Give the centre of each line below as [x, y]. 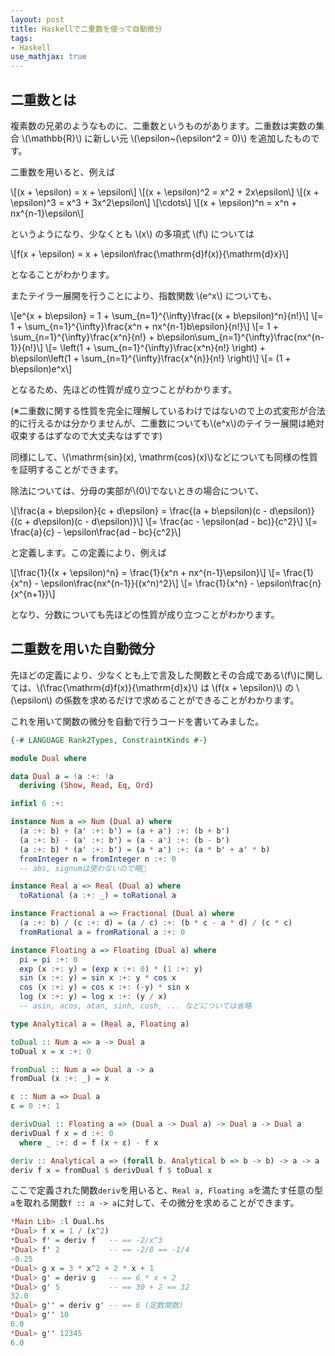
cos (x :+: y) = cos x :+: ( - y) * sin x [104, 987]
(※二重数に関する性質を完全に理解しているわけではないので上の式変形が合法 [168, 410]
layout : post [37, 19]
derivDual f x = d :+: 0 [62, 1133]
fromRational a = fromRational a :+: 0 [102, 932]
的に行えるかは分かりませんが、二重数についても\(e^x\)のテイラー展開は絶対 [167, 423]
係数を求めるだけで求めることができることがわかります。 [181, 700]
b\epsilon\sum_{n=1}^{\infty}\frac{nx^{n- [240, 337]
